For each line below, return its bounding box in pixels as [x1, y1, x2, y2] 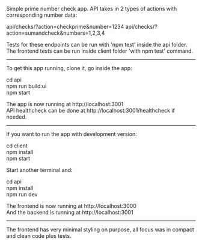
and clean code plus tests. [6, 232, 72, 239]
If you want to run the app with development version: [6, 131, 137, 137]
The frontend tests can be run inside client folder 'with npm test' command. [6, 47, 194, 55]
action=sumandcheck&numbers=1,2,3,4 [6, 29, 105, 37]
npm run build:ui [6, 83, 47, 89]
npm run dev [6, 191, 38, 198]
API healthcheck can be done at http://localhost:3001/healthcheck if [6, 107, 176, 114]
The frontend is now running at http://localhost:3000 [6, 202, 136, 209]
